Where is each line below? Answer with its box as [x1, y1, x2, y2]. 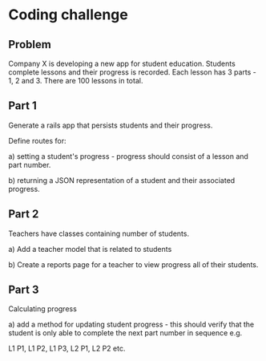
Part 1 [8, 99, 38, 113]
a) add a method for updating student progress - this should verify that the [8, 319, 255, 330]
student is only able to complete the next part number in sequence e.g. [8, 328, 243, 338]
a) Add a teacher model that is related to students [8, 244, 172, 254]
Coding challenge [8, 6, 128, 24]
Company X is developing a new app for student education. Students [8, 59, 236, 68]
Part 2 [8, 207, 39, 221]
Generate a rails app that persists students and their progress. [8, 120, 213, 130]
